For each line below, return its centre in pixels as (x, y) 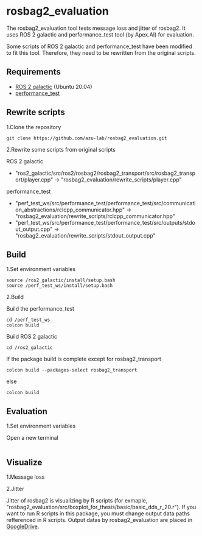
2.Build (15, 297)
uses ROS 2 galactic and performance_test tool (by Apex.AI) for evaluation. (100, 34)
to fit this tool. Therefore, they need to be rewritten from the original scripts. (101, 52)
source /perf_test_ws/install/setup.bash (60, 286)
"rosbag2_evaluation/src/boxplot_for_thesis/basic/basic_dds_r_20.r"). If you (101, 507)
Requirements (33, 72)
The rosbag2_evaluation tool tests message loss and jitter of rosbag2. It (96, 28)
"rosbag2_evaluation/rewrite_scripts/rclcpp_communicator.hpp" (95, 216)
